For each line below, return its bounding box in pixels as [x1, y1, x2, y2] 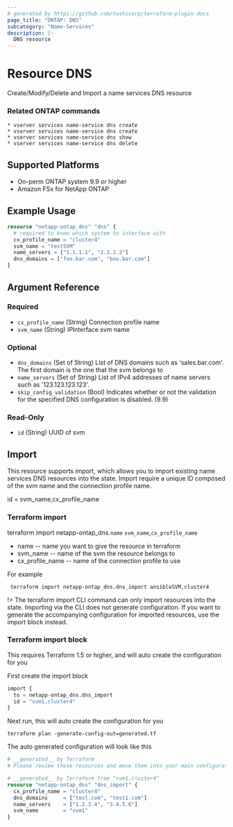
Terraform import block [7, 635, 88, 644]
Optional [7, 342, 37, 352]
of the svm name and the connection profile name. [7, 482, 152, 490]
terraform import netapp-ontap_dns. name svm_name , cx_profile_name [7, 528, 198, 537]
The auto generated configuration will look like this [7, 742, 152, 751]
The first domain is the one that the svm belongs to [17, 366, 164, 374]
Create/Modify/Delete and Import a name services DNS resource [7, 89, 192, 97]
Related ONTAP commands [7, 106, 101, 115]
